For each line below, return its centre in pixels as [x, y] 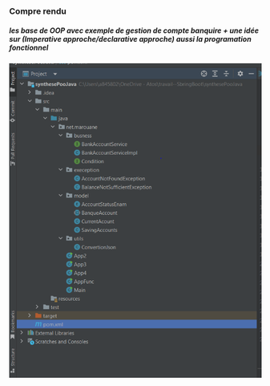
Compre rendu [38, 11]
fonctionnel [29, 47]
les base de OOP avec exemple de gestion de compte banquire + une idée [134, 30]
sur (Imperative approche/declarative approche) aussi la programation [130, 39]
